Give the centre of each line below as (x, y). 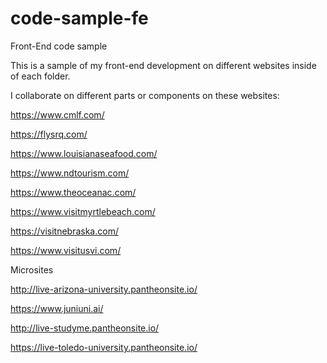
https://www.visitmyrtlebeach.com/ (83, 211)
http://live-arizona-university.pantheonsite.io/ (104, 289)
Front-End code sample (59, 46)
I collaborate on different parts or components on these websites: (145, 95)
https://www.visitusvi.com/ (66, 250)
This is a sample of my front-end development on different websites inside (163, 65)
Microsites (32, 269)
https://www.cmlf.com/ (57, 114)
